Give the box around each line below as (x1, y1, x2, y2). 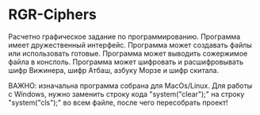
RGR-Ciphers (8, 6, 97, 24)
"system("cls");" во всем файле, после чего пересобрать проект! (8, 98, 228, 107)
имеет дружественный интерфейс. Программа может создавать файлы (8, 40, 252, 49)
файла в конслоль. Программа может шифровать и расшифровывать (8, 57, 244, 67)
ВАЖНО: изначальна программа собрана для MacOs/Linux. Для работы (8, 81, 253, 90)
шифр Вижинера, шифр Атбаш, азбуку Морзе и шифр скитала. (8, 65, 220, 75)
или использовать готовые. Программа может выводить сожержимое (8, 48, 248, 58)
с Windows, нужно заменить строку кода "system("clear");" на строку (8, 89, 245, 98)
